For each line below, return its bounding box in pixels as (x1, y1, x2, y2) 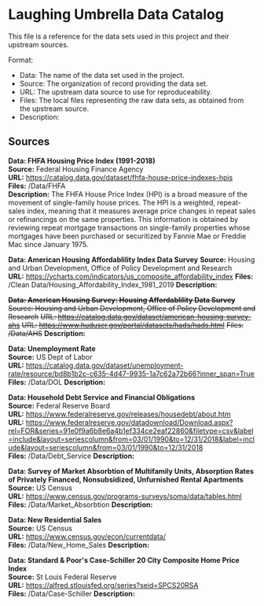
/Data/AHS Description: (8, 328, 86, 338)
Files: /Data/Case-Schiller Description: (8, 589, 135, 598)
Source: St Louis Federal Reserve (8, 572, 117, 582)
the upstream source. (19, 104, 90, 113)
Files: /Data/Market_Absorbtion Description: (8, 500, 153, 509)
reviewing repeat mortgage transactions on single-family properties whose (8, 223, 251, 232)
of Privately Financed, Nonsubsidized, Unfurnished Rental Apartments (8, 475, 244, 484)
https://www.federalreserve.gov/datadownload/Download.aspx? (25, 417, 233, 427)
